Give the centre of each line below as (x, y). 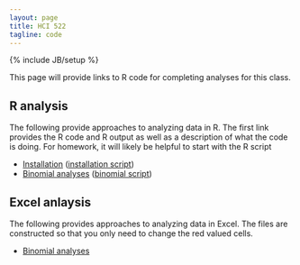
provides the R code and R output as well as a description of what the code (149, 137)
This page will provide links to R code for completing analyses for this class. (150, 78)
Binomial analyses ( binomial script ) (87, 174)
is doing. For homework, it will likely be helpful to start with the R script (141, 147)
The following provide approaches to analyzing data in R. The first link (139, 128)
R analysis (39, 106)
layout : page (34, 18)
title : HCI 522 (38, 26)
